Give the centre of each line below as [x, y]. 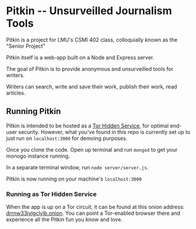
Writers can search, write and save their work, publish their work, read [92, 86]
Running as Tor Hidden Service [51, 194]
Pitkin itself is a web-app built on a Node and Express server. [80, 57]
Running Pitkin [34, 111]
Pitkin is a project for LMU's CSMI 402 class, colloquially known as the [92, 40]
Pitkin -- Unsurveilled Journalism [89, 11]
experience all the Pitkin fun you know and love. [64, 220]
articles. [16, 93]
